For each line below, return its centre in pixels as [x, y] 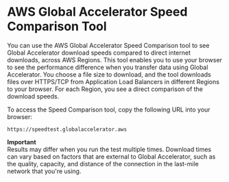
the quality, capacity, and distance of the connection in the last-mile [103, 164]
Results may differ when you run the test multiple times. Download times [109, 149]
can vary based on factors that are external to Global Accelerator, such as [111, 156]
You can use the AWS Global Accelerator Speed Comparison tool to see [108, 45]
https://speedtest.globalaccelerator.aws [67, 129]
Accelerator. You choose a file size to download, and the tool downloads [109, 74]
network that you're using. [44, 171]
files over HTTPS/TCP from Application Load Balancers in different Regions [113, 81]
